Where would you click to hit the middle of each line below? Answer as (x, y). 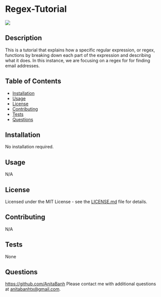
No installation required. (29, 147)
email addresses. (22, 66)
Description (23, 38)
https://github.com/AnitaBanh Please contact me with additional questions (81, 284)
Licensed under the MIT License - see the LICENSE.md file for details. (76, 202)
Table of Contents (33, 81)
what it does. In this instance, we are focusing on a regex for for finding (78, 60)
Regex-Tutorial (36, 9)
